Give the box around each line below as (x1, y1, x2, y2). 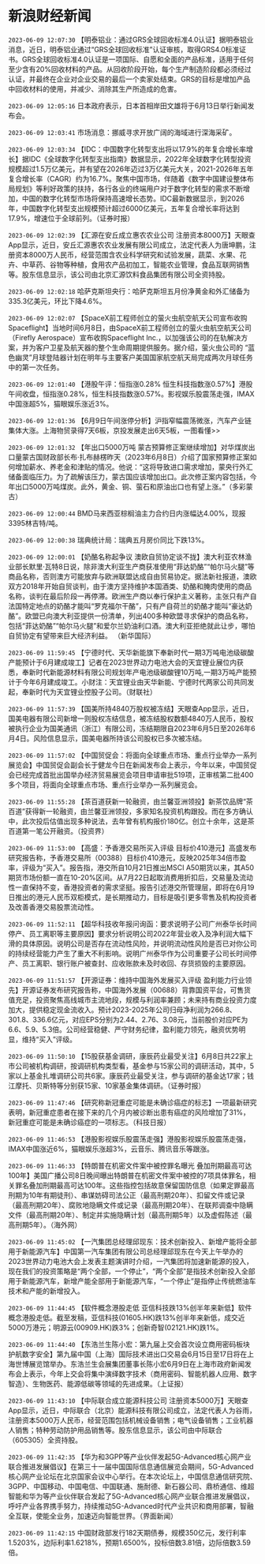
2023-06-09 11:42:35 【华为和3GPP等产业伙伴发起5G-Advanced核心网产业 (8, 1452, 252, 1461)
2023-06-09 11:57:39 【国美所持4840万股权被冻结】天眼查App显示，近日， (8, 703, 254, 713)
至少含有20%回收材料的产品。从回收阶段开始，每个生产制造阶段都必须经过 (8, 64, 252, 73)
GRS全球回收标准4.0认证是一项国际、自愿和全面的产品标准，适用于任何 (21, 54, 254, 64)
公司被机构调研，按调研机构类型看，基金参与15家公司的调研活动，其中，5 (14, 1061, 255, 1071)
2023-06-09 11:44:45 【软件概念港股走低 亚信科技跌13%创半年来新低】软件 (8, 1303, 252, 1312)
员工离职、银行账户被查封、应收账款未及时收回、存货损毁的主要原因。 (21, 958, 250, 968)
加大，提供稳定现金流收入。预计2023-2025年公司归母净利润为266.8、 (8, 1004, 237, 1015)
